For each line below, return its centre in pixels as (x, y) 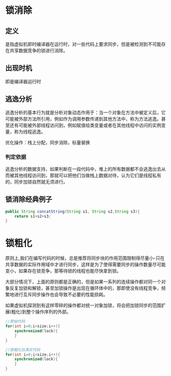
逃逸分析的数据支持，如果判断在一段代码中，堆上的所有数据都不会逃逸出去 (83, 169)
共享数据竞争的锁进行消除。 (38, 51)
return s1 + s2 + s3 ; (33, 216)
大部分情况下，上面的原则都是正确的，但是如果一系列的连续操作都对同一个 (83, 282)
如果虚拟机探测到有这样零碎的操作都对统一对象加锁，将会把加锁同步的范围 (83, 306)
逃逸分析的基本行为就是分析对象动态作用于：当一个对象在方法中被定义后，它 (85, 112)
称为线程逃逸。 (30, 131)
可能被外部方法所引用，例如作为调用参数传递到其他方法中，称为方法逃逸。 (83, 119)
